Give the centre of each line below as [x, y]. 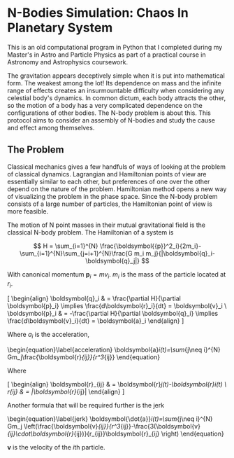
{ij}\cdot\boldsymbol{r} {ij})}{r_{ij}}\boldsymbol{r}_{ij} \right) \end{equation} [116, 434]
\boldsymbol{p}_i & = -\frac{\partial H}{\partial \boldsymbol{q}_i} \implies [113, 314]
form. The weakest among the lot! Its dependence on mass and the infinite [114, 83]
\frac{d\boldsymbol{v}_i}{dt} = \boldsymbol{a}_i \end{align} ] [96, 321]
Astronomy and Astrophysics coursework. [67, 62]
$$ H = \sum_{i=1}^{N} [66, 246]
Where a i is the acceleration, [48, 335]
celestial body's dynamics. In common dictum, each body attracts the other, [116, 98]
